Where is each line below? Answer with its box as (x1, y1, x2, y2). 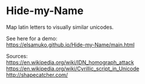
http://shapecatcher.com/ (6, 71, 68, 78)
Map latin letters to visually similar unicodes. (6, 23, 114, 31)
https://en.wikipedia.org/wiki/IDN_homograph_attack (6, 59, 134, 66)
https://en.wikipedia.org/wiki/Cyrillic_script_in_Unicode (6, 65, 140, 72)
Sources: (6, 52, 28, 59)
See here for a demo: (6, 35, 58, 42)
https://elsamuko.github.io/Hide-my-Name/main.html (6, 41, 135, 48)
